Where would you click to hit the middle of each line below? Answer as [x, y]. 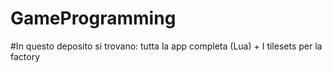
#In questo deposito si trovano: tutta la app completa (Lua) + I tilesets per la [166, 46]
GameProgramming [93, 18]
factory [25, 56]
